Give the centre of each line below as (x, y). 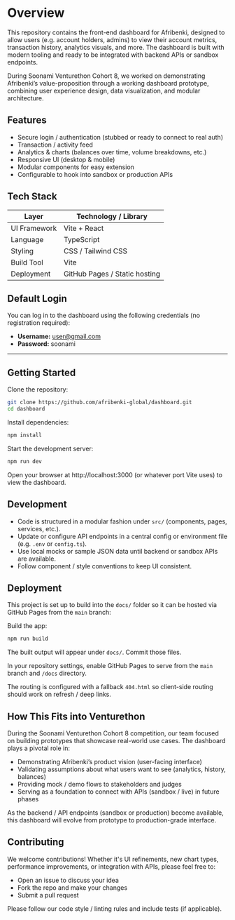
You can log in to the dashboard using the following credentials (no (104, 315)
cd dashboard (26, 409)
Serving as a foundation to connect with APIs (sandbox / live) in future (118, 792)
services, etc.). (39, 528)
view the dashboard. (37, 482)
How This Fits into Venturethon (76, 716)
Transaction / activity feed (55, 145)
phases (28, 799)
